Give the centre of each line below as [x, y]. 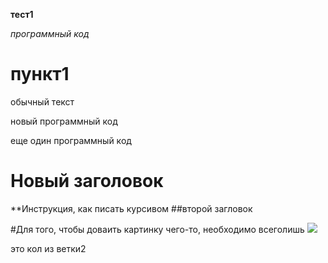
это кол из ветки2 [48, 248]
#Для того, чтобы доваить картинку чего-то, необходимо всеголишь [157, 229]
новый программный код [64, 121]
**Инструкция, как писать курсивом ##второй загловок [131, 208]
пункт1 [40, 74]
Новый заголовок [87, 181]
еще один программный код [71, 140]
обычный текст [42, 101]
